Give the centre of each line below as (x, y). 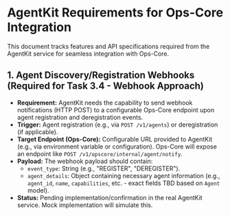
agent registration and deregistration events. (80, 117)
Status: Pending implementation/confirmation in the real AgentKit (110, 197)
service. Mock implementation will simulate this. (85, 205)
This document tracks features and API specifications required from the (108, 46)
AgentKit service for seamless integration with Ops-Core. (88, 54)
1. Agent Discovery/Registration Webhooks (101, 75)
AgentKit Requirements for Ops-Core (115, 13)
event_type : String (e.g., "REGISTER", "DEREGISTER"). (104, 168)
